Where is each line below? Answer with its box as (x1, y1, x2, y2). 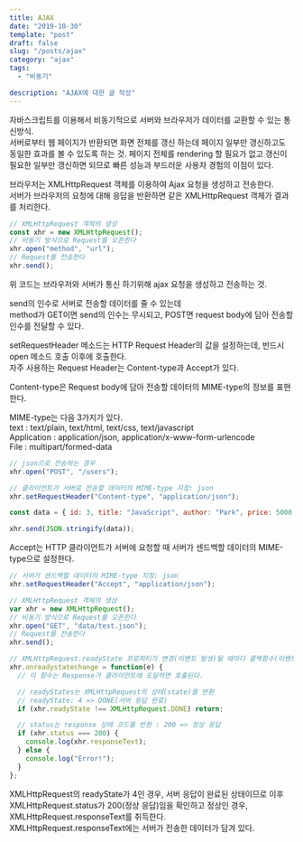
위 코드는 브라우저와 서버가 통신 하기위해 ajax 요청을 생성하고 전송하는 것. (9, 278, 268, 289)
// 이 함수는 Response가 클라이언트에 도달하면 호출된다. (17, 670, 204, 680)
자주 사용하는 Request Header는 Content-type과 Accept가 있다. (9, 362, 239, 373)
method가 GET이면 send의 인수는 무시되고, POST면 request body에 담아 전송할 (9, 309, 294, 320)
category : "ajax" (9, 55, 75, 64)
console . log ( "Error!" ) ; (25, 753, 115, 763)
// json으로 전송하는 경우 (9, 458, 96, 468)
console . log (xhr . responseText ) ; (25, 737, 147, 746)
